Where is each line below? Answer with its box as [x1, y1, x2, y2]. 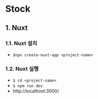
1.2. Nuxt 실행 [5, 65, 39, 72]
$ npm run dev [12, 84, 43, 89]
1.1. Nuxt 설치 [5, 39, 37, 46]
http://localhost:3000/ [12, 88, 59, 94]
